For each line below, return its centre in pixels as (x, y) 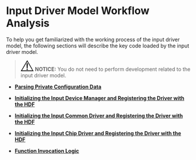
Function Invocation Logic (47, 151)
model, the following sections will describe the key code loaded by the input (98, 46)
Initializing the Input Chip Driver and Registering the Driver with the (98, 133)
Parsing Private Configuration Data (58, 87)
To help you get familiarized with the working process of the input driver (93, 39)
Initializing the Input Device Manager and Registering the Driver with (99, 98)
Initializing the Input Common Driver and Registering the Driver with (99, 115)
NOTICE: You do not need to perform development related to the (113, 69)
